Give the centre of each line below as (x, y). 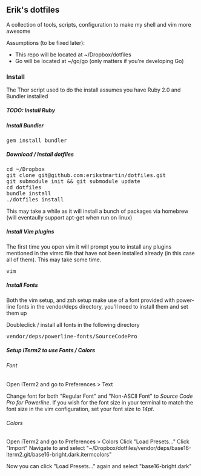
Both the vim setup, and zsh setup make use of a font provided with (91, 300)
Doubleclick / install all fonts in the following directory (73, 325)
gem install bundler (37, 141)
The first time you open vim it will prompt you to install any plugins (89, 247)
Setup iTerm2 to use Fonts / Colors (51, 350)
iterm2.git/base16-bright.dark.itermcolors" (59, 455)
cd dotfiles (24, 188)
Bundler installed (27, 96)
